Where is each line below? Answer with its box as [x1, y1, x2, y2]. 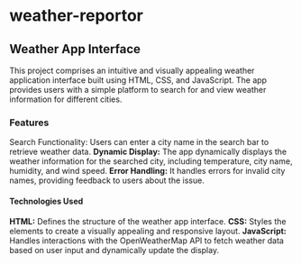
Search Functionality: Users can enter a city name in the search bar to [9, 137, 269, 148]
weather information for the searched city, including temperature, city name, [9, 156, 293, 167]
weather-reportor [9, 5, 144, 26]
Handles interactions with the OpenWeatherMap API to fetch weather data [9, 235, 284, 246]
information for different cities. [9, 94, 123, 105]
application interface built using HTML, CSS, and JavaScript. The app [9, 75, 268, 86]
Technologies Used [9, 196, 84, 206]
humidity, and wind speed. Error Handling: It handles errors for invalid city [9, 166, 286, 177]
